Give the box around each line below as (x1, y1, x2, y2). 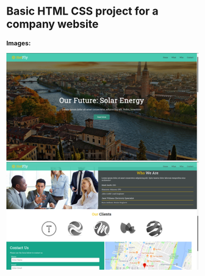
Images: (6, 39, 31, 48)
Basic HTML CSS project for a (6, 4, 159, 18)
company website (6, 17, 99, 31)
